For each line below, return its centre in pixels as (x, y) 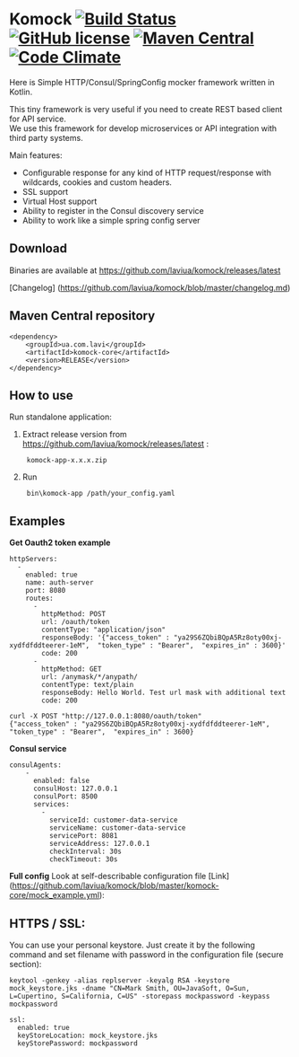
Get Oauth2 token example (60, 542)
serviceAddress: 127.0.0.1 (99, 844)
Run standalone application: (60, 417)
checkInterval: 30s (85, 852)
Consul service (38, 749)
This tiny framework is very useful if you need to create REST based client (146, 109)
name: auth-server (60, 583)
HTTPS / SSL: (47, 924)
